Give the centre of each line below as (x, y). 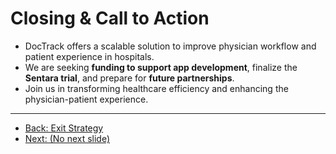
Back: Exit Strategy (64, 128)
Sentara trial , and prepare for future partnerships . (129, 78)
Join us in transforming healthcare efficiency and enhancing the (156, 88)
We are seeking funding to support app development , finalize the (161, 67)
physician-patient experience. (86, 99)
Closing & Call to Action (110, 18)
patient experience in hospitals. (89, 56)
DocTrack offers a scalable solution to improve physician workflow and (170, 46)
